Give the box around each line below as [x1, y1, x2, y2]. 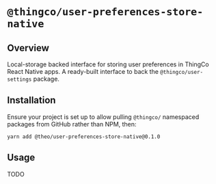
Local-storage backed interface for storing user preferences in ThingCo [7, 60, 210, 68]
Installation [7, 94, 56, 106]
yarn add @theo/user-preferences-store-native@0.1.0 [7, 133, 161, 140]
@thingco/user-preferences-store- [7, 5, 204, 18]
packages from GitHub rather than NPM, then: [7, 120, 137, 128]
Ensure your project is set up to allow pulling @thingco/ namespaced [7, 112, 200, 121]
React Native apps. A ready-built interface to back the [7, 68, 159, 75]
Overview [7, 42, 50, 53]
